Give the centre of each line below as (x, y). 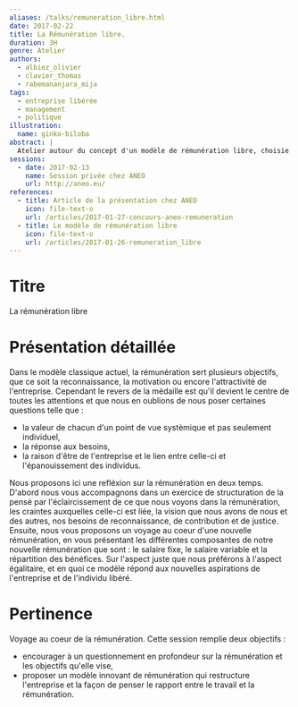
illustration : (36, 126)
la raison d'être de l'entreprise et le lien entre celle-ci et (124, 456)
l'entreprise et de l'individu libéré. (70, 578)
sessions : (28, 159)
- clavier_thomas (50, 76)
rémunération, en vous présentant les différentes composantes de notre (141, 540)
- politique (40, 117)
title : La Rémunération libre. (67, 34)
